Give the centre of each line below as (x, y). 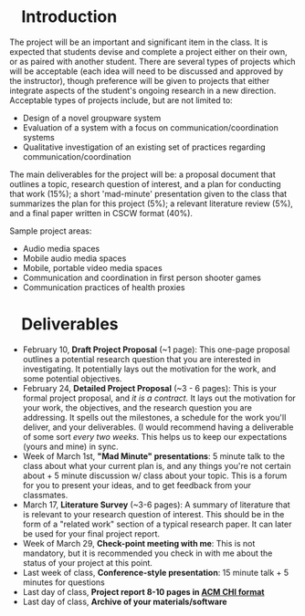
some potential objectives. (72, 378)
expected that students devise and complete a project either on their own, (148, 51)
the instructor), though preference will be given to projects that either (140, 80)
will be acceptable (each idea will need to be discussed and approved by (147, 71)
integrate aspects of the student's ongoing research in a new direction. (143, 90)
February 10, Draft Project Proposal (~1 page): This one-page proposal (156, 350)
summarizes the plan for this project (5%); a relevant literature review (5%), (152, 204)
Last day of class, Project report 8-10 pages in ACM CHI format (143, 591)
